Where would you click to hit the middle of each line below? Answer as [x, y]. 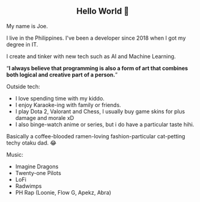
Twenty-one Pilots [38, 173]
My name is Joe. [27, 26]
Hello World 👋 [103, 11]
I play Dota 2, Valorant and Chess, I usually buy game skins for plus [100, 111]
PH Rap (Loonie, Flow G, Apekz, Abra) [63, 192]
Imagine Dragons [37, 166]
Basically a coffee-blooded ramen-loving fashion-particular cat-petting [96, 136]
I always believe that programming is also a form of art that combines [98, 68]
